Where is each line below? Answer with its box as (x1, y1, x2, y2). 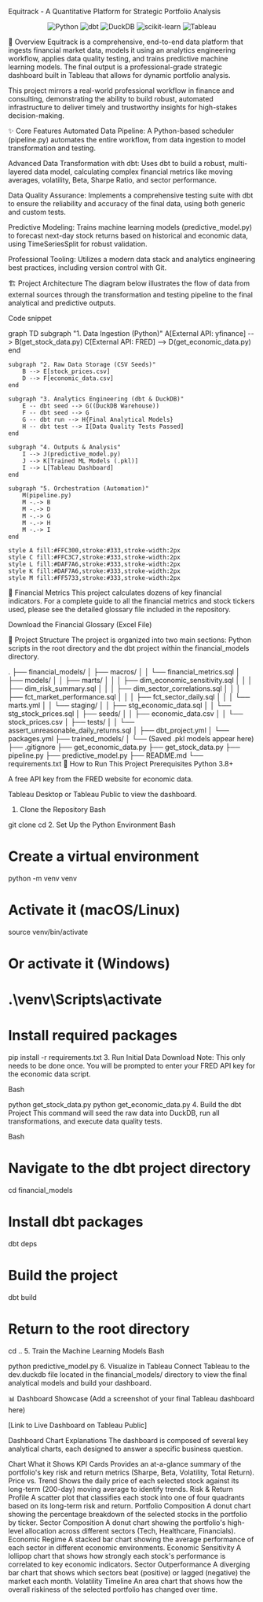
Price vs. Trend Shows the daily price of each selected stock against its (8, 1475, 239, 1486)
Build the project (8, 1267, 119, 1285)
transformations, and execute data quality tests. (8, 1117, 163, 1126)
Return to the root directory (8, 1320, 190, 1338)
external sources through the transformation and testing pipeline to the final (8, 290, 254, 299)
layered (8, 167, 33, 176)
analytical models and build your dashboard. (8, 1378, 152, 1387)
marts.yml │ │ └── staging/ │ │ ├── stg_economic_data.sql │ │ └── (8, 700, 232, 710)
